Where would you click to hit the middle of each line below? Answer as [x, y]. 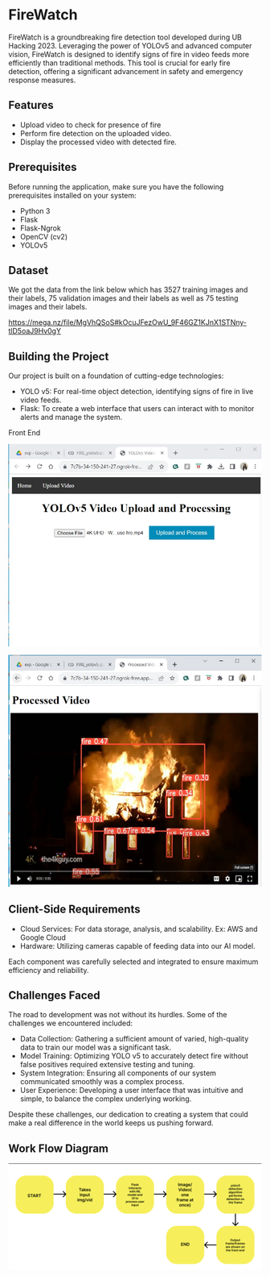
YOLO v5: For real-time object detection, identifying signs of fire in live [137, 392]
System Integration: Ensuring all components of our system [118, 1073]
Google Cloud [43, 937]
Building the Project [59, 356]
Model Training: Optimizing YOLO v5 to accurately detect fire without [134, 1056]
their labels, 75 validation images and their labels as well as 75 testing [123, 298]
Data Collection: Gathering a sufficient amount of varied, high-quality [134, 1039]
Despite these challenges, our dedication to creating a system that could [129, 1115]
